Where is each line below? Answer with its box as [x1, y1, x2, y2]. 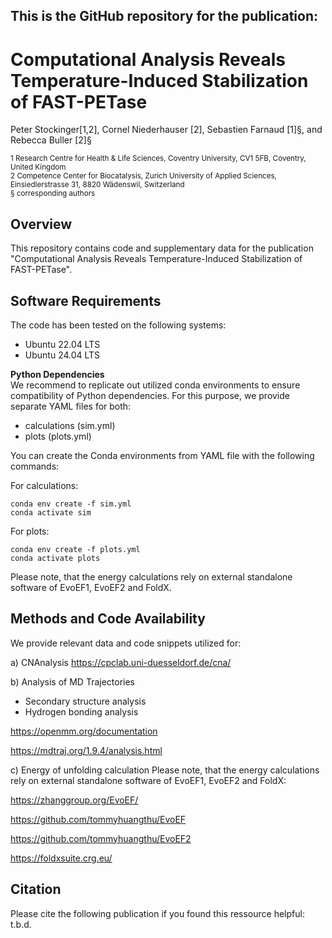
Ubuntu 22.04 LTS [24, 338, 101, 350]
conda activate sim [10, 507, 92, 518]
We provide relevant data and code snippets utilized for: [10, 637, 242, 649]
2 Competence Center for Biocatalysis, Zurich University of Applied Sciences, [10, 171, 277, 181]
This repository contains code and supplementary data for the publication [10, 242, 314, 254]
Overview [10, 215, 73, 233]
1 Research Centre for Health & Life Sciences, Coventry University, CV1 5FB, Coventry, [10, 154, 307, 164]
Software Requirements [10, 292, 162, 309]
